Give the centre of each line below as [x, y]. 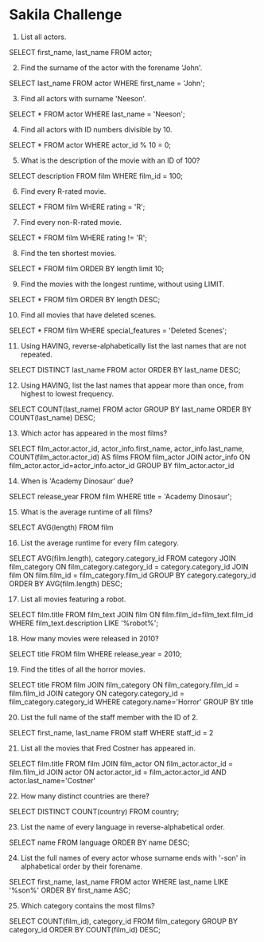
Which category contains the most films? [87, 905]
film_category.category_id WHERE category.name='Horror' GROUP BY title [131, 702]
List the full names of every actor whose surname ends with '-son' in [133, 857]
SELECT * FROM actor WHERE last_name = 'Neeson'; [97, 114]
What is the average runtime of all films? [87, 511]
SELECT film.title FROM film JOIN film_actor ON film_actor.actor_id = [121, 763]
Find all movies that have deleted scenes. [88, 315]
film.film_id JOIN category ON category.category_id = [97, 693]
